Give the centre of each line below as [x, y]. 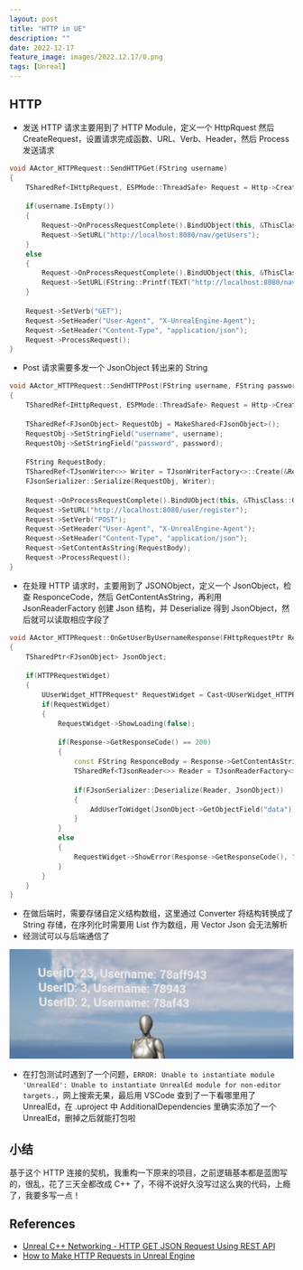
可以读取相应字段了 [74, 619]
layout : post [34, 19]
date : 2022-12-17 [42, 48]
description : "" [40, 38]
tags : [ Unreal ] [38, 67]
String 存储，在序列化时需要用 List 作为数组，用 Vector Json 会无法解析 [155, 925]
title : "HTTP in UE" [48, 28]
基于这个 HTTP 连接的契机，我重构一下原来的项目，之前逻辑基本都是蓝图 [145, 1173]
